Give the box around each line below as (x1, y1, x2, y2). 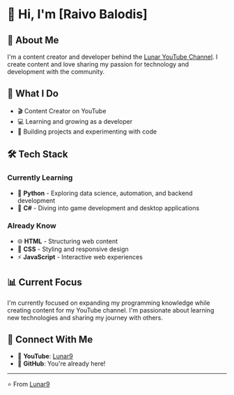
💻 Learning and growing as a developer (17, 117, 133, 125)
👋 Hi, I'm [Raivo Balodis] (7, 6, 148, 22)
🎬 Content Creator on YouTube (17, 106, 107, 115)
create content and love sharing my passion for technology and (7, 60, 189, 69)
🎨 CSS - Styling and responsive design (17, 245, 129, 253)
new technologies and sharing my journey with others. (7, 313, 164, 322)
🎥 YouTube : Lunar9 (17, 352, 73, 361)
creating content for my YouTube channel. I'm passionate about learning (7, 306, 214, 314)
